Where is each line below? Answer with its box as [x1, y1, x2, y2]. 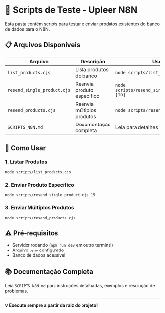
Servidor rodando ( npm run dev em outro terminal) [12, 242, 114, 248]
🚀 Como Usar [5, 144, 46, 152]
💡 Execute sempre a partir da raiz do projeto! [5, 302, 98, 308]
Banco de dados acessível [12, 252, 66, 258]
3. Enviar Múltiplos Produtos [5, 204, 74, 211]
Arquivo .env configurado [12, 247, 64, 253]
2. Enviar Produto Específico [5, 182, 75, 188]
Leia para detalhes [115, 124, 158, 131]
